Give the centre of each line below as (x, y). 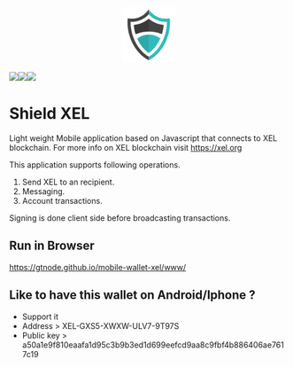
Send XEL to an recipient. (68, 182)
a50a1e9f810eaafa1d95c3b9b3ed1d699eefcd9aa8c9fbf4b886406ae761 (153, 345)
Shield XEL (50, 114)
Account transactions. (62, 200)
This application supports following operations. (95, 164)
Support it (40, 316)
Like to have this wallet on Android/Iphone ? (132, 295)
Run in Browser (52, 246)
